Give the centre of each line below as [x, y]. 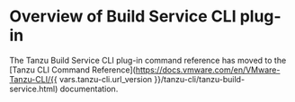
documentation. [89, 89]
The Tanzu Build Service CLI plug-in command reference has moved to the [148, 60]
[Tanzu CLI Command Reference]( [73, 70]
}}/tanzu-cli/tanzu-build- [200, 79]
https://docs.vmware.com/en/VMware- [208, 70]
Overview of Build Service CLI [123, 17]
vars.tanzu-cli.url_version [106, 79]
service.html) [34, 89]
